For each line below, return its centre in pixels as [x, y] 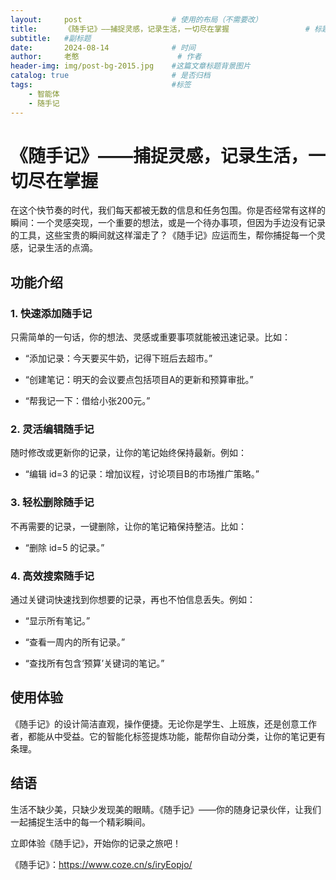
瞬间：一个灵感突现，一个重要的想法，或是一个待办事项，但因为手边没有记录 [168, 223]
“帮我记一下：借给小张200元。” [87, 401]
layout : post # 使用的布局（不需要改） [136, 19]
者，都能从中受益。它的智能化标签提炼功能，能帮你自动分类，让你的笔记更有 [168, 736]
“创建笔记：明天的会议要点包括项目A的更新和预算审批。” [139, 380]
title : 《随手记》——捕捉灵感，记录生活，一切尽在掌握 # [160, 29]
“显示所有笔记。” [57, 621]
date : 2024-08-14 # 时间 [103, 47]
